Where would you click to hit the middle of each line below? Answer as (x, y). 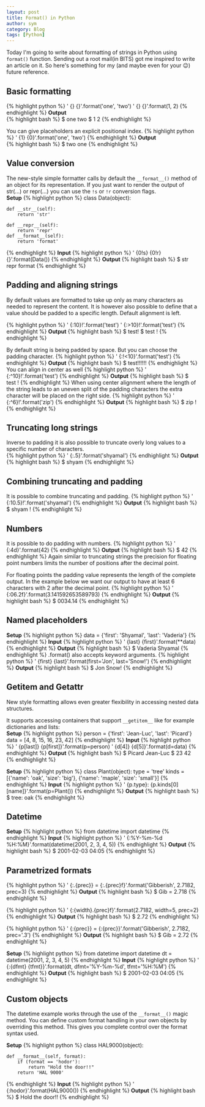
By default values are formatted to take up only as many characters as (95, 300)
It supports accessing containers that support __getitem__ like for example (100, 720)
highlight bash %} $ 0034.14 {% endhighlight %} (67, 601)
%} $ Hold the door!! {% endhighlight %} (58, 1097)
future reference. (28, 72)
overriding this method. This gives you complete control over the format (97, 1027)
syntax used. (23, 1033)
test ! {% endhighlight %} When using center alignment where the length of (101, 382)
